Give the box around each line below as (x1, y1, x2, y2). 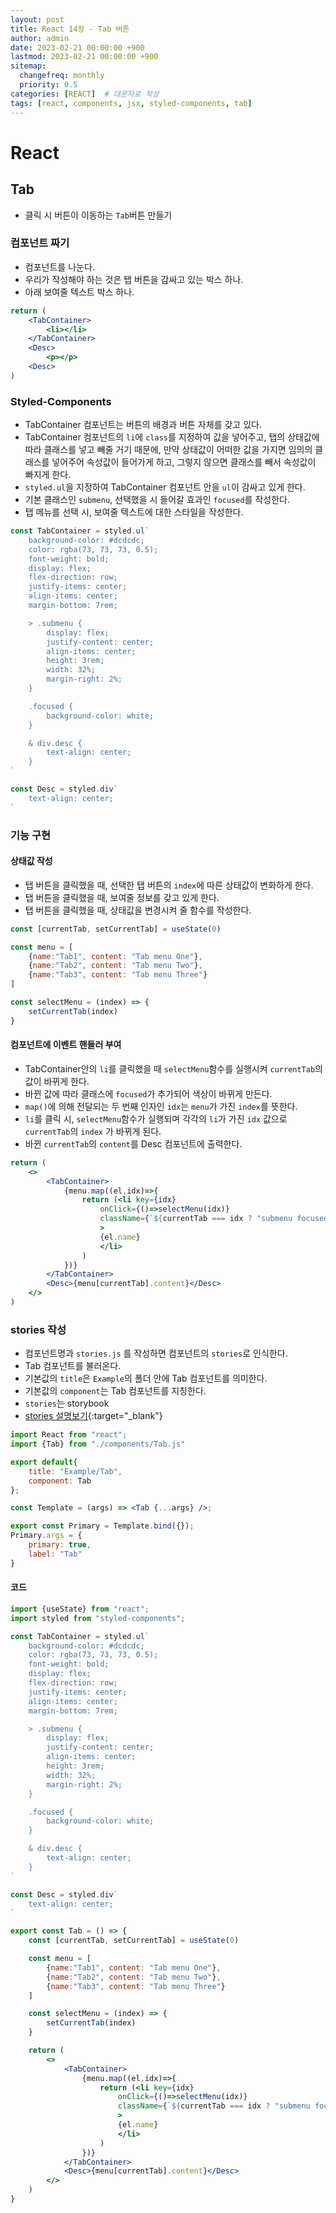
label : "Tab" (28, 1549, 83, 1559)
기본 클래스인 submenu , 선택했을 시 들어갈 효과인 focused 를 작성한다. (24, 494, 290, 506)
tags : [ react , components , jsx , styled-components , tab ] (10, 98, 253, 108)
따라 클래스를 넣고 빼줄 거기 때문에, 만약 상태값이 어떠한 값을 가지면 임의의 (24, 444, 313, 456)
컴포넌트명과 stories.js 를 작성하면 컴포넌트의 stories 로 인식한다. (24, 1347, 288, 1360)
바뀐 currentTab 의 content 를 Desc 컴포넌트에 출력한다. (24, 1137, 243, 1150)
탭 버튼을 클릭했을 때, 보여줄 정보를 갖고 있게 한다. (24, 891, 220, 903)
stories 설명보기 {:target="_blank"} (24, 1410, 163, 1422)
